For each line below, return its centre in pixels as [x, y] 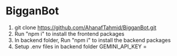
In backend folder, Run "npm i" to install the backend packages [92, 40]
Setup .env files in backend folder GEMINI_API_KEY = [80, 46]
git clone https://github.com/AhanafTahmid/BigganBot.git [85, 27]
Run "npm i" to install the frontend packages [69, 33]
